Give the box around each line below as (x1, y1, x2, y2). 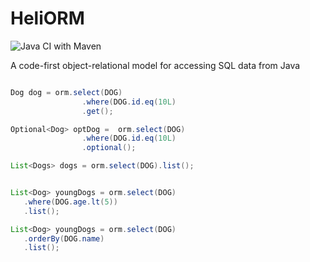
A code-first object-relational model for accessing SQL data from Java (10, 59, 301, 71)
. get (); (81, 106, 114, 116)
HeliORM (10, 7, 85, 30)
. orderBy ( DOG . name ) (23, 233, 105, 244)
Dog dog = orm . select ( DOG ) (10, 87, 123, 97)
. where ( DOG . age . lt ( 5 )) (23, 197, 118, 207)
